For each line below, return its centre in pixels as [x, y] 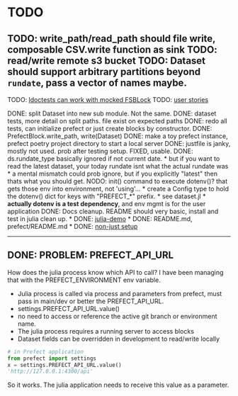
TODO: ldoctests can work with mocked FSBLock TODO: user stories [108, 100]
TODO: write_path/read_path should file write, [112, 39]
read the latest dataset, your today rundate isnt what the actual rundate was [118, 166]
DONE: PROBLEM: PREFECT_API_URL [91, 255]
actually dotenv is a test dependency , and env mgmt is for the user [107, 204]
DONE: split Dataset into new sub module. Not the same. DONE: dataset [112, 113]
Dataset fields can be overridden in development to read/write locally [119, 339]
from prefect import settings [52, 358]
